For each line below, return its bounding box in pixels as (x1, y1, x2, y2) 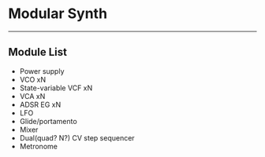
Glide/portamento (19, 116, 77, 126)
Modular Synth (8, 5, 108, 23)
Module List (8, 46, 67, 59)
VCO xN (19, 75, 47, 84)
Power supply (19, 66, 65, 75)
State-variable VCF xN (19, 83, 93, 93)
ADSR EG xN (19, 100, 62, 109)
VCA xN (19, 91, 46, 100)
